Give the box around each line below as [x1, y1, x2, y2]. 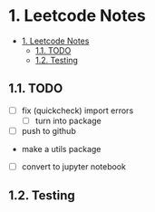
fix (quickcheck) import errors [21, 105, 134, 116]
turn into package [34, 115, 102, 126]
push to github [21, 125, 76, 136]
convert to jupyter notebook [21, 160, 126, 172]
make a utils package [21, 143, 102, 154]
